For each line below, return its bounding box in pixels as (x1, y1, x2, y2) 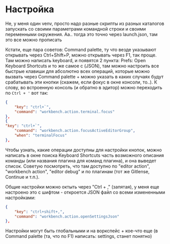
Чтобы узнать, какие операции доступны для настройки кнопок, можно (5, 147, 162, 153)
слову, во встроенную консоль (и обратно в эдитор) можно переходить (5, 84, 163, 90)
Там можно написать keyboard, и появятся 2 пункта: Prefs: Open (5, 57, 146, 63)
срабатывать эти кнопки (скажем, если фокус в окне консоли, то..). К (5, 79, 158, 85)
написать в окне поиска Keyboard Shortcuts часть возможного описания (5, 152, 164, 158)
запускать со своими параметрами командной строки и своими (5, 25, 146, 32)
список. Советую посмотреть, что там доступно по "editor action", (5, 163, 150, 169)
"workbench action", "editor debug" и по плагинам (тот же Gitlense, (5, 168, 150, 174)
